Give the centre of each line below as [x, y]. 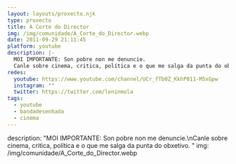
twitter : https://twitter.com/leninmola [73, 92]
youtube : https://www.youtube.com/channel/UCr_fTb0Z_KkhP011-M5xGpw [116, 79]
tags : [15, 99]
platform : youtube [34, 46]
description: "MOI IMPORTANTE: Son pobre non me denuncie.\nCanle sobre [118, 138]
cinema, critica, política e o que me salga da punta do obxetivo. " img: [108, 145]
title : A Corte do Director [48, 27]
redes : [17, 72]
